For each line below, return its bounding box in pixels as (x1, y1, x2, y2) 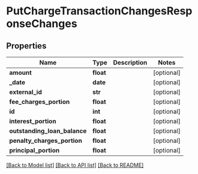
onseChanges (6, 17, 77, 30)
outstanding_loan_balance (9, 127, 87, 135)
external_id (9, 88, 42, 96)
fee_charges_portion (9, 97, 70, 106)
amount (9, 69, 32, 77)
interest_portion (9, 117, 56, 125)
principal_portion (9, 146, 60, 154)
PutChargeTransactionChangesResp (6, 4, 193, 18)
